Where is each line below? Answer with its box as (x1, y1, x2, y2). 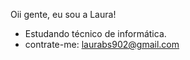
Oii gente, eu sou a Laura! (10, 9, 117, 20)
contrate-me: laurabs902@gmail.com (24, 39, 180, 50)
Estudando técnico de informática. (24, 28, 167, 39)
